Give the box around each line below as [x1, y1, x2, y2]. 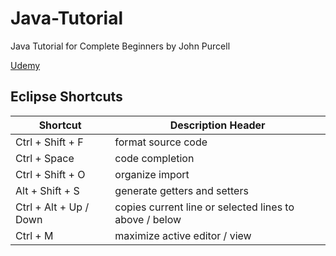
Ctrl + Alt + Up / [15, 200, 90, 214]
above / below [114, 212, 182, 226]
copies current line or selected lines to [114, 200, 295, 214]
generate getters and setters [114, 183, 249, 197]
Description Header [169, 118, 266, 132]
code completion [114, 151, 195, 165]
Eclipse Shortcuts [10, 88, 123, 106]
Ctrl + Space [15, 151, 75, 165]
